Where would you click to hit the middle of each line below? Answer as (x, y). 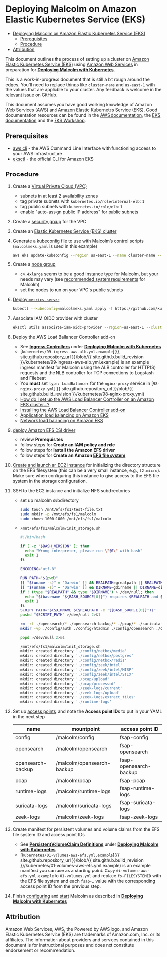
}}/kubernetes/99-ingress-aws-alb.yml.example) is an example (84, 362)
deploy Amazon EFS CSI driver (44, 430)
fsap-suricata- (138, 802)
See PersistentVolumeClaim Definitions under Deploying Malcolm (89, 844)
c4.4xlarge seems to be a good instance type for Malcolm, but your (89, 274)
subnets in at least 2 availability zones (59, 196)
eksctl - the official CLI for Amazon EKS (53, 159)
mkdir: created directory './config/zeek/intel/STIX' (77, 674)
